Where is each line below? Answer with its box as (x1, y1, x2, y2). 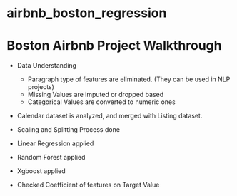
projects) (27, 83, 55, 91)
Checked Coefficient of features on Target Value (16, 180, 160, 190)
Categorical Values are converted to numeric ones (27, 98, 176, 106)
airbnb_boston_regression (6, 5, 167, 21)
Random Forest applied (16, 153, 86, 162)
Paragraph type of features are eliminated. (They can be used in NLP (27, 75, 231, 83)
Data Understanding (16, 61, 76, 70)
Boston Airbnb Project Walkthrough (6, 38, 222, 54)
